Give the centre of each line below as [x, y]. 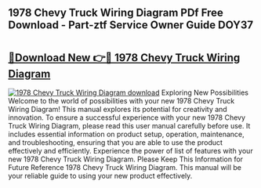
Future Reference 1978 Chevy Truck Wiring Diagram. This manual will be [125, 167]
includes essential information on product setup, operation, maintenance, [126, 134]
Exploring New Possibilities [205, 92]
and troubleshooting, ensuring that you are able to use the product [116, 143]
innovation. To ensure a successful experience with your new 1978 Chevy [127, 117]
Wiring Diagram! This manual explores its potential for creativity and [118, 109]
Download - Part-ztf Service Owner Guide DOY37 [130, 25]
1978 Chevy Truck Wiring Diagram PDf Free [116, 13]
